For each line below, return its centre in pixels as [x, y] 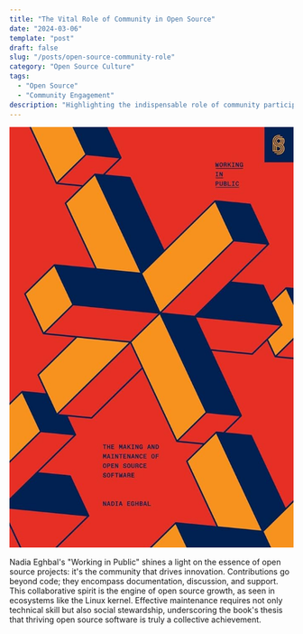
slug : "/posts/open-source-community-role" [92, 57]
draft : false [34, 48]
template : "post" [42, 38]
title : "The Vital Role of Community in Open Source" [113, 19]
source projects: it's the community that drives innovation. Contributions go [150, 572]
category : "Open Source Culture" [72, 67]
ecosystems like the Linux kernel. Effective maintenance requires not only [146, 601]
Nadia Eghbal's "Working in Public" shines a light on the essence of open [145, 562]
